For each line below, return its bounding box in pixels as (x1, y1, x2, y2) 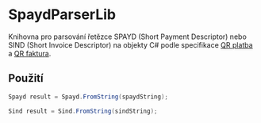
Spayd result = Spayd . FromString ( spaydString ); (8, 93, 169, 101)
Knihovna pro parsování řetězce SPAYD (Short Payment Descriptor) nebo (8, 32, 248, 41)
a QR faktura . (8, 48, 52, 58)
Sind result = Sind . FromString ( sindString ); (8, 107, 158, 115)
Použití (8, 71, 44, 85)
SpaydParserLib (8, 6, 117, 24)
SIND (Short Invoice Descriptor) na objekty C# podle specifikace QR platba (8, 40, 253, 49)
